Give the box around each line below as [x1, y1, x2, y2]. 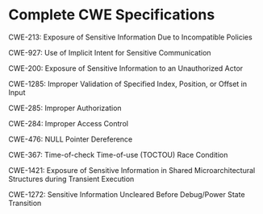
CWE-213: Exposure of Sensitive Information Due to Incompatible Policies [8, 32, 253, 42]
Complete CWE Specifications [8, 6, 215, 24]
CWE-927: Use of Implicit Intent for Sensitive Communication [8, 47, 211, 57]
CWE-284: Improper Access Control [8, 118, 129, 128]
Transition [8, 198, 42, 208]
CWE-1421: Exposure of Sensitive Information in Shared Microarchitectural [8, 165, 256, 175]
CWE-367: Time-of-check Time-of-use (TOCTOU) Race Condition [8, 150, 228, 159]
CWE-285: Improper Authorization [8, 103, 123, 113]
